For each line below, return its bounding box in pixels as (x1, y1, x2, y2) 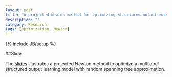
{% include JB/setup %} (5, 41, 56, 47)
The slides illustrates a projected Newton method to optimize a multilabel (5, 61, 159, 67)
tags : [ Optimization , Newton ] (5, 27, 70, 32)
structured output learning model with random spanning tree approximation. (5, 66, 165, 72)
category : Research (5, 22, 47, 27)
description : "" (5, 17, 40, 22)
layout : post (5, 7, 33, 13)
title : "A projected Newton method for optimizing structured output (5, 12, 157, 17)
